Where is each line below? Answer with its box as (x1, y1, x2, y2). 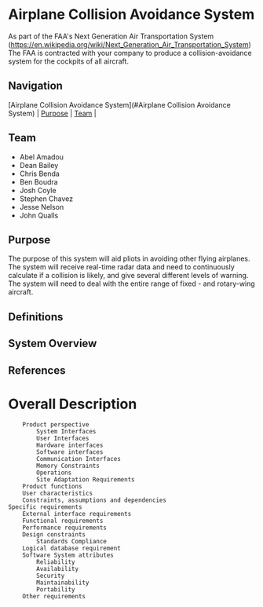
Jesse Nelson (19, 202, 64, 211)
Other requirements (22, 593, 86, 601)
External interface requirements (22, 510, 132, 518)
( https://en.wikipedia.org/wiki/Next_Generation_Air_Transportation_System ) (8, 39, 251, 49)
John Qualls (19, 210, 59, 220)
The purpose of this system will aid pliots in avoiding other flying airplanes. (8, 254, 250, 264)
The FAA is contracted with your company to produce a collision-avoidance (8, 48, 253, 57)
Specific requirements (8, 503, 82, 511)
